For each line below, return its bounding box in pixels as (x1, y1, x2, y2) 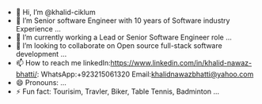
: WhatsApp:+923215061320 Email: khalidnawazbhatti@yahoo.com (36, 69, 254, 79)
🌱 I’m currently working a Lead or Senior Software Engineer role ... (15, 32, 232, 42)
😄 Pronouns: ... (15, 78, 67, 87)
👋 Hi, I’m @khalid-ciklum (15, 8, 97, 17)
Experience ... (15, 24, 62, 33)
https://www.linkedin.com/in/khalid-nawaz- (110, 58, 252, 67)
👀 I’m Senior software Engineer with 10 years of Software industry (15, 16, 230, 25)
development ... (15, 50, 67, 58)
